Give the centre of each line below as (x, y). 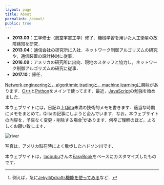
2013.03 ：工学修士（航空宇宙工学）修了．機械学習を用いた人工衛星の (83, 38)
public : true (18, 23)
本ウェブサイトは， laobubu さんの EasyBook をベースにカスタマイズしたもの (81, 156)
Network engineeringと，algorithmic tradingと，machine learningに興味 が (80, 85)
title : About (18, 14)
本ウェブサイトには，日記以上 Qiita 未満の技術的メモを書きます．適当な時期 (80, 108)
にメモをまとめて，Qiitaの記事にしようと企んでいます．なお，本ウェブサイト (82, 114)
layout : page (18, 10)
